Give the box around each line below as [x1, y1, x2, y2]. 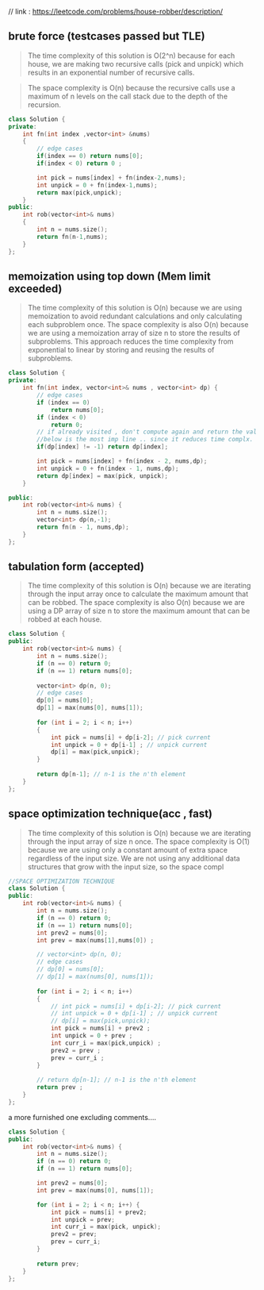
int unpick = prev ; [50, 1215, 115, 1223]
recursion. [27, 99, 62, 110]
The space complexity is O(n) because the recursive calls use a [27, 83, 235, 92]
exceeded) [8, 282, 63, 295]
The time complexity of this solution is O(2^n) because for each [27, 51, 235, 60]
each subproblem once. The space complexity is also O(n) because [27, 320, 249, 329]
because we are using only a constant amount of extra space [27, 845, 228, 854]
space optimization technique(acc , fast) [8, 807, 212, 821]
